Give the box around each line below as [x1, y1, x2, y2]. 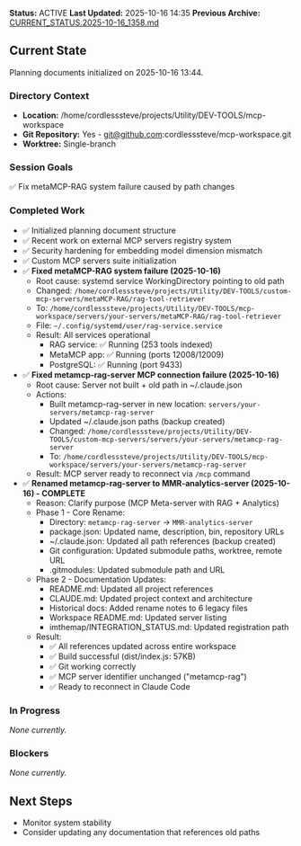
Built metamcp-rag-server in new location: [49, 398, 207, 409]
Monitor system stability [22, 817, 112, 828]
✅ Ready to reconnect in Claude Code [49, 681, 190, 691]
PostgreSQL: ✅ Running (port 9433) [49, 359, 182, 370]
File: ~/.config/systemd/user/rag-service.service [35, 319, 223, 331]
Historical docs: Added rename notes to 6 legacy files [49, 602, 249, 613]
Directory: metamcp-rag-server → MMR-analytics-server [49, 516, 253, 527]
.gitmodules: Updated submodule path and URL [49, 564, 226, 574]
